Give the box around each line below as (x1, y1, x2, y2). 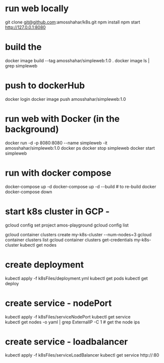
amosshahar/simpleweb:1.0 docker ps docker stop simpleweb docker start (5, 145, 155, 151)
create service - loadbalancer (5, 336, 128, 347)
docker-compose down (5, 189, 52, 195)
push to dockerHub (5, 80, 85, 91)
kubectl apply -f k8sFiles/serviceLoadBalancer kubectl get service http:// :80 (5, 352, 159, 358)
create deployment (5, 259, 84, 270)
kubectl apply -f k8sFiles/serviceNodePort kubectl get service (5, 314, 131, 319)
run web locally (5, 3, 69, 14)
